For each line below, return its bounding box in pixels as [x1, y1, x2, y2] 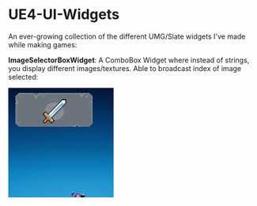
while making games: [8, 39, 77, 49]
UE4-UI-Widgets [8, 6, 120, 24]
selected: [8, 72, 39, 81]
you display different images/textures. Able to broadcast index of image [8, 63, 242, 73]
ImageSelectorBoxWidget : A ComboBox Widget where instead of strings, [8, 55, 250, 65]
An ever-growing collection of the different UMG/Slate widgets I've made [8, 32, 246, 41]
